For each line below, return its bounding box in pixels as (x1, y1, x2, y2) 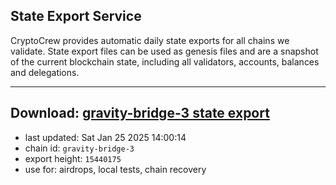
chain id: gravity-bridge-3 (24, 142, 135, 154)
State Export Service (10, 8, 142, 25)
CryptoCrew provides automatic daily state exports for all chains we (10, 34, 290, 46)
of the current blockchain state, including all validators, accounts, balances (10, 55, 320, 68)
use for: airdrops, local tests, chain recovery (24, 163, 207, 175)
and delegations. (10, 66, 80, 78)
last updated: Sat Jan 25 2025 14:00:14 (24, 131, 187, 143)
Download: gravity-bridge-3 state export (10, 105, 270, 122)
